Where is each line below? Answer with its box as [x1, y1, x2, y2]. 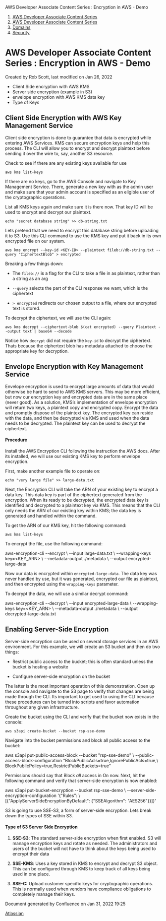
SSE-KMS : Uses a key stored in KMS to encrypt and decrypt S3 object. [12, 860, 158, 866]
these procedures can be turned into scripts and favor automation [5, 699, 140, 705]
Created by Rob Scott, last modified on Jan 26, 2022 [5, 74, 112, 80]
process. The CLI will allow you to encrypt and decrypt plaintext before [5, 145, 150, 151]
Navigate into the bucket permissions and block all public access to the [5, 737, 151, 743]
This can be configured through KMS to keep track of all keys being [12, 865, 151, 871]
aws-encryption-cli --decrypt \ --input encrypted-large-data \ [5, 600, 132, 606]
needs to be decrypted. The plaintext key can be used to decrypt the [5, 420, 146, 426]
